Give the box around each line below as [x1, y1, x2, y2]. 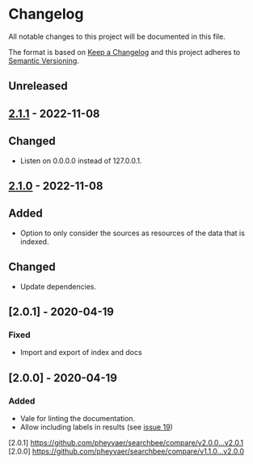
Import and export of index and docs [19, 348, 143, 357]
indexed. [19, 236, 49, 247]
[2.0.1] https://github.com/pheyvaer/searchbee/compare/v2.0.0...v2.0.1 [8, 437, 244, 447]
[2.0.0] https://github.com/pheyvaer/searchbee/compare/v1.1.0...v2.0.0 [8, 446, 245, 456]
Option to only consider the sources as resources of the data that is [19, 228, 245, 238]
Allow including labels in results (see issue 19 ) [19, 422, 174, 432]
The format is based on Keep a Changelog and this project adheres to [8, 47, 241, 57]
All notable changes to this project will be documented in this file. [8, 32, 226, 41]
